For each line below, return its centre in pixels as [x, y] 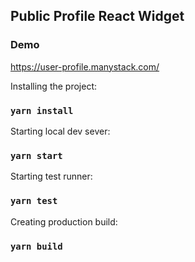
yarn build [36, 246]
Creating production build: [64, 221]
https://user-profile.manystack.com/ [85, 66]
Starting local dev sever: [60, 131]
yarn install [42, 110]
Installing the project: [54, 86]
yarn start [36, 155]
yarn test [34, 201]
